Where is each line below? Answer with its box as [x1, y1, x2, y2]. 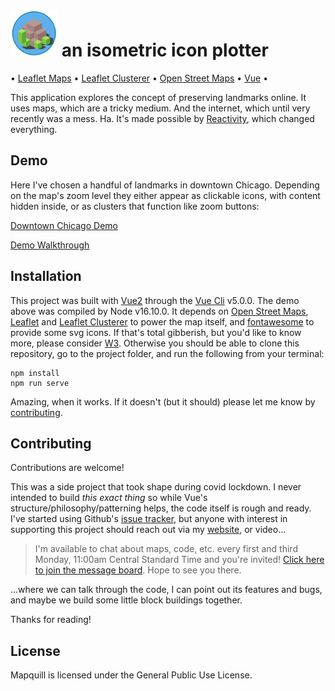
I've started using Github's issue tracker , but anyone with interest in [10, 513, 288, 525]
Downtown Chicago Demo [10, 219, 118, 231]
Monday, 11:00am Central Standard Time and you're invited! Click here [34, 554, 325, 566]
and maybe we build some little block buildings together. [10, 594, 243, 606]
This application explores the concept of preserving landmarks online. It [10, 91, 307, 103]
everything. [10, 123, 58, 135]
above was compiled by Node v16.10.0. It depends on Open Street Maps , [10, 305, 309, 317]
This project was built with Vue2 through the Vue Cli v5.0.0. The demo [10, 294, 300, 306]
